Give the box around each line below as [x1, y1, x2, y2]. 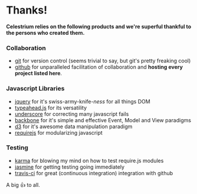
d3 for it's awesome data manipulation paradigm [14, 123, 133, 130]
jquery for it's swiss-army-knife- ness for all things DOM [14, 98, 150, 105]
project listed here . [14, 70, 63, 77]
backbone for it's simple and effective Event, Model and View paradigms [14, 116, 192, 123]
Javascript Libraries [6, 85, 65, 93]
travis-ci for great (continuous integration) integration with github [14, 169, 173, 176]
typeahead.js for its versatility [14, 104, 87, 111]
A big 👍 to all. [6, 181, 40, 188]
